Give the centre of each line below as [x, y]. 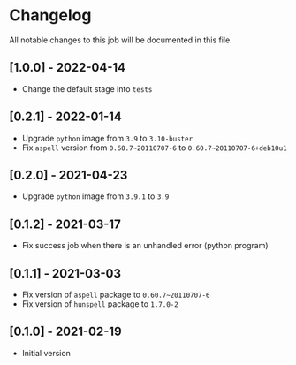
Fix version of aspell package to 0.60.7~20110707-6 [116, 294]
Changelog [50, 15]
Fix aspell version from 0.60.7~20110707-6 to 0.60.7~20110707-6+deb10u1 [154, 148]
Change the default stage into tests [87, 88]
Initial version [46, 353]
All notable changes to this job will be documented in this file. [121, 40]
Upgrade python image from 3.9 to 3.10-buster [107, 138]
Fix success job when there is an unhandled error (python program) [145, 246]
